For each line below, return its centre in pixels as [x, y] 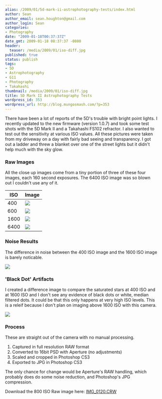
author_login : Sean [25, 23]
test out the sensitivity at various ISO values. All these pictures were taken [79, 134]
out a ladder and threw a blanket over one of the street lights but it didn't [77, 144]
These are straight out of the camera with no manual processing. [70, 337]
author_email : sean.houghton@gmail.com [45, 18]
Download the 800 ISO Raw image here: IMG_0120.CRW [61, 392]
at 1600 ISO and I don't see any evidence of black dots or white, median [77, 294]
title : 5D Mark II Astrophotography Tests [49, 95]
